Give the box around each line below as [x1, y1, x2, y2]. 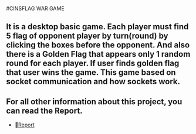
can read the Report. [6, 105, 83, 116]
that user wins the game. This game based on [6, 67, 176, 78]
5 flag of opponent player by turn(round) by [6, 31, 168, 41]
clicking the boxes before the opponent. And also [6, 40, 190, 50]
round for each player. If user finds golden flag [6, 59, 180, 68]
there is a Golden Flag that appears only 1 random [6, 49, 191, 59]
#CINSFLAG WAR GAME [6, 5, 65, 12]
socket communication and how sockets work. [6, 77, 181, 87]
